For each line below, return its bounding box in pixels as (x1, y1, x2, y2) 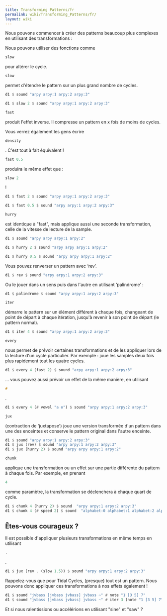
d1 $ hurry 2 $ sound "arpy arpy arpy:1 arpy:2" (5, 245, 108, 250)
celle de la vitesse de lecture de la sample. (5, 226, 92, 232)
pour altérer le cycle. (5, 64, 48, 70)
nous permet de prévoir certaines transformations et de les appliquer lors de (5, 347, 162, 353)
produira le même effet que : (5, 166, 64, 172)
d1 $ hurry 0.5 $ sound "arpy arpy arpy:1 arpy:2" (5, 254, 112, 259)
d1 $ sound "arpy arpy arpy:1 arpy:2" (5, 236, 85, 241)
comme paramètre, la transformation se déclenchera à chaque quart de (5, 489, 152, 495)
